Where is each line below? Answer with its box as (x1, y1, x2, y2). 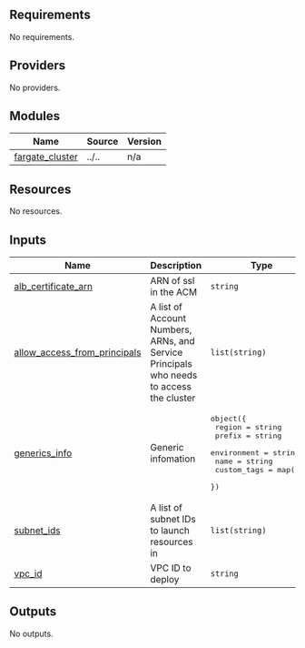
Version (126, 136, 162, 148)
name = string (214, 457, 273, 467)
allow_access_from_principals (14, 346, 142, 359)
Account (149, 312, 186, 325)
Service (149, 346, 183, 359)
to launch (149, 524, 191, 537)
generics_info (14, 446, 73, 459)
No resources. (9, 206, 63, 217)
